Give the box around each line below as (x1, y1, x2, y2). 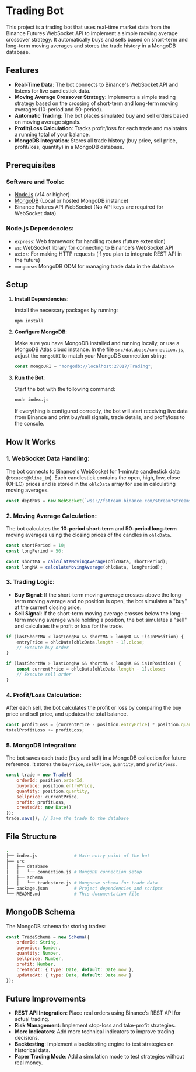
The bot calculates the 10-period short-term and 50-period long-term (6, 525, 177, 532)
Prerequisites (6, 160, 56, 171)
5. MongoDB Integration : (6, 741, 77, 749)
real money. (14, 1059, 43, 1066)
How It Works (6, 437, 57, 447)
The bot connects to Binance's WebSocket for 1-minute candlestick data (6, 468, 180, 475)
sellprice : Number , (16, 956, 64, 962)
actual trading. (14, 1016, 50, 1023)
